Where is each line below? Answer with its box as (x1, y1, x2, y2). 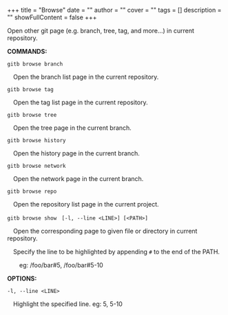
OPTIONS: (7, 274, 37, 283)
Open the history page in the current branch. (13, 149, 140, 157)
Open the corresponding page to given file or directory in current (13, 227, 198, 235)
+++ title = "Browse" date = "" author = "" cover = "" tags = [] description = (7, 6, 222, 14)
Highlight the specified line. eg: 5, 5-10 (13, 300, 123, 308)
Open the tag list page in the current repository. (13, 98, 148, 106)
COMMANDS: (7, 48, 48, 55)
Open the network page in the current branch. (13, 175, 144, 182)
